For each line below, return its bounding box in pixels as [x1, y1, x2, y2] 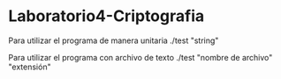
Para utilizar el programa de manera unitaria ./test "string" [8, 35, 219, 46]
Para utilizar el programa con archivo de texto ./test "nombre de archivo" [8, 52, 273, 62]
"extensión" [8, 61, 51, 72]
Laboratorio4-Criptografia [8, 6, 205, 26]
